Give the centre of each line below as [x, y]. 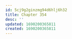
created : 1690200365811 [31, 29]
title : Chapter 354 [26, 15]
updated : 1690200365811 [31, 24]
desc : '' [15, 19]
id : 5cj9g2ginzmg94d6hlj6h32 [36, 10]
